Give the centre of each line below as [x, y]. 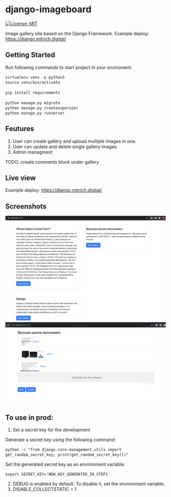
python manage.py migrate [33, 103]
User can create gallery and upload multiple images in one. [74, 141]
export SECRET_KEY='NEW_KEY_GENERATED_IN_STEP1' [58, 474]
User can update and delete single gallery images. [65, 146]
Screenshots [26, 206]
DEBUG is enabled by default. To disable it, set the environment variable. [89, 484]
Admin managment [33, 152]
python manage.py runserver [35, 113]
